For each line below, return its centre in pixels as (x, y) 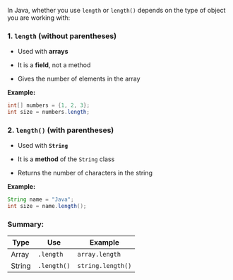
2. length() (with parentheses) (61, 130)
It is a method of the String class (66, 159)
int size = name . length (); (47, 206)
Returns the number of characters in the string (85, 173)
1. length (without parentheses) (62, 36)
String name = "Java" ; (41, 200)
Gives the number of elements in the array (79, 79)
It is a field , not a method (54, 65)
